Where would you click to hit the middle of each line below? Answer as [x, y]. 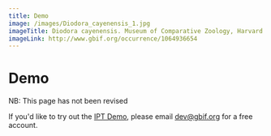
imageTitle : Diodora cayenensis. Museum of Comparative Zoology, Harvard [136, 31]
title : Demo [28, 16]
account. [23, 125]
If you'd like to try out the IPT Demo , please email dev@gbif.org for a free [131, 117]
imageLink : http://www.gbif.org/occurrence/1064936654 [103, 38]
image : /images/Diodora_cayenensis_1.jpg [80, 23]
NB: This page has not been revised [68, 101]
